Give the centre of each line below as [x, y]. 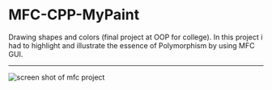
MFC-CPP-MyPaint [74, 15]
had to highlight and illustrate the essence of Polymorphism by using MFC [132, 45]
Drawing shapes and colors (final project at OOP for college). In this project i [136, 37]
